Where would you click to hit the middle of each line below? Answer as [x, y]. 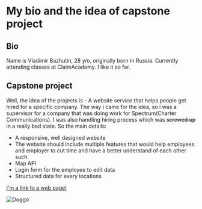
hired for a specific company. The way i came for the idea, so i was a [92, 107]
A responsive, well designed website [60, 137]
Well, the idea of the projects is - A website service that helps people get [96, 100]
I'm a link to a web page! [37, 187]
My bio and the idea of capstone [88, 11]
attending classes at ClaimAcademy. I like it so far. [68, 67]
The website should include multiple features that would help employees [105, 144]
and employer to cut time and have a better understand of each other [100, 150]
